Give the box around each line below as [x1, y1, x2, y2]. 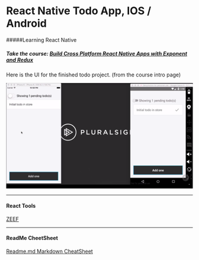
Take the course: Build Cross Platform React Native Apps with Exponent [6, 50, 188, 57]
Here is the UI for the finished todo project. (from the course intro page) [6, 71, 181, 78]
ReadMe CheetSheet [6, 235, 58, 242]
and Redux [6, 56, 34, 63]
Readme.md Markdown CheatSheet [6, 248, 93, 255]
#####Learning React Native [6, 36, 77, 43]
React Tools [6, 202, 36, 209]
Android [6, 17, 47, 30]
